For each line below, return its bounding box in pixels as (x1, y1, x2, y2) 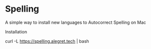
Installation (5, 29, 27, 34)
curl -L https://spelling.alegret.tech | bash (5, 38, 89, 44)
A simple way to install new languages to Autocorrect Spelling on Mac (5, 19, 146, 25)
